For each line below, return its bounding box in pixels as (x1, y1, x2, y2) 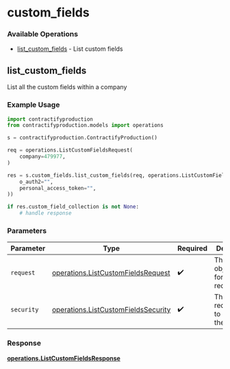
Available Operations (7, 29, 79, 39)
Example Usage (7, 100, 60, 110)
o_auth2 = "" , (19, 178, 53, 185)
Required (177, 243, 207, 253)
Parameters (7, 226, 47, 236)
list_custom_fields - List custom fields (16, 45, 123, 53)
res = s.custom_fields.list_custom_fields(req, (7, 171, 146, 179)
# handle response (19, 210, 72, 217)
